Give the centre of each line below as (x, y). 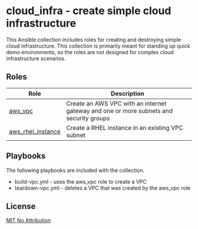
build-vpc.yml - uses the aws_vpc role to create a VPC (81, 181)
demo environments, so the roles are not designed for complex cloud (90, 52)
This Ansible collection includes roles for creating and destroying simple (94, 39)
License (21, 206)
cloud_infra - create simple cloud (89, 11)
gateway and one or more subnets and (119, 111)
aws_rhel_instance (35, 131)
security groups (88, 118)
